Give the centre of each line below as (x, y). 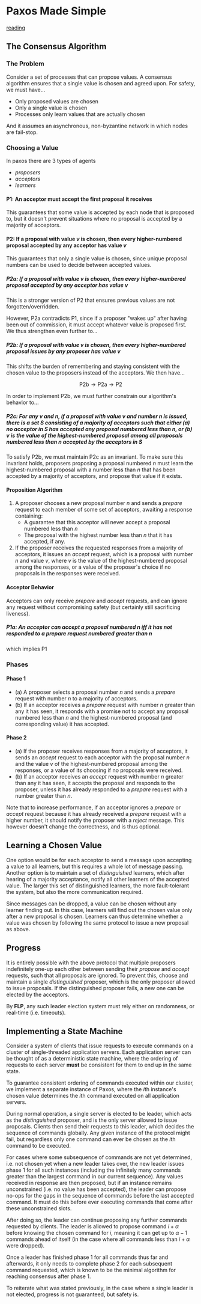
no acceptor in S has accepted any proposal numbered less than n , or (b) (99, 429)
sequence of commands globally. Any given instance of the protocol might (98, 1133)
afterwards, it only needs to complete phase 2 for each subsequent (89, 1264)
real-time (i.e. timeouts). (36, 1012)
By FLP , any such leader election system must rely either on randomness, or (100, 1006)
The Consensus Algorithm (56, 47)
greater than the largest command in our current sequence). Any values (95, 1177)
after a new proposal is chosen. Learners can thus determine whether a (94, 916)
